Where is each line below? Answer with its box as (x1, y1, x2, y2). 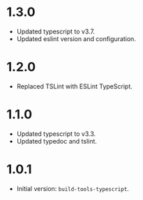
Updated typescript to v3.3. (16, 130, 96, 138)
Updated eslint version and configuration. (16, 34, 137, 43)
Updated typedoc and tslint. (16, 137, 97, 145)
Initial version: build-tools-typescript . (16, 184, 130, 192)
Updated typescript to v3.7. (16, 27, 96, 36)
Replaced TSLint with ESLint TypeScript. (16, 82, 133, 91)
